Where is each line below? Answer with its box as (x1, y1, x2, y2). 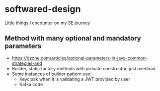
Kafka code (19, 81, 43, 87)
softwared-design (4, 3, 81, 15)
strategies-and (11, 60, 43, 66)
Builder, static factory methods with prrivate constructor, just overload (11, 65, 156, 71)
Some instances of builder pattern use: (11, 71, 92, 77)
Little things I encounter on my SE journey (4, 20, 90, 26)
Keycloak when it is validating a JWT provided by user (19, 76, 130, 82)
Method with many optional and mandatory (4, 34, 141, 43)
